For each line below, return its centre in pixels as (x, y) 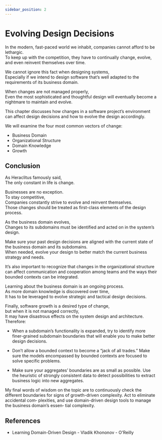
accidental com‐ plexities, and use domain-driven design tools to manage (78, 400)
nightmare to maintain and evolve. (39, 102)
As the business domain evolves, (38, 222)
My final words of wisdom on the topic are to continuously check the (73, 390)
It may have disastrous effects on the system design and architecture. (74, 316)
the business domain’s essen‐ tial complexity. (50, 406)
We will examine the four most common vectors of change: (64, 126)
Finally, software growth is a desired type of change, (57, 306)
